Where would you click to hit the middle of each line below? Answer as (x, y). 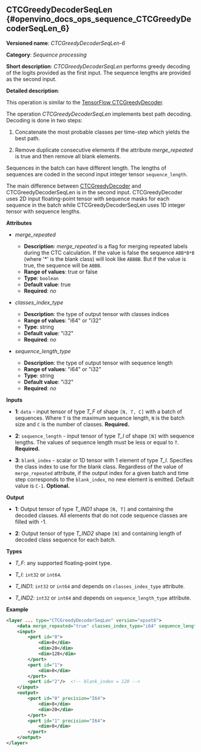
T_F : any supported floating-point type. (63, 563)
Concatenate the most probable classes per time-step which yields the (102, 132)
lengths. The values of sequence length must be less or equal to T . (97, 442)
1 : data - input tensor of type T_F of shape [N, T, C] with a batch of (98, 411)
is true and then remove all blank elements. (68, 156)
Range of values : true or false (61, 272)
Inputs (14, 400)
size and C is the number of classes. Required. (72, 424)
